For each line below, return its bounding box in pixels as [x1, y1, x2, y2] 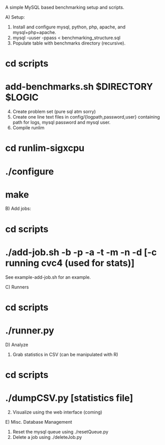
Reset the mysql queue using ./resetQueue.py [12, 428, 109, 435]
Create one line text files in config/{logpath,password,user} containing [12, 114, 160, 120]
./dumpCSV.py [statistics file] [5, 392, 134, 404]
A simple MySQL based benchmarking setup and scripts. [5, 5, 124, 10]
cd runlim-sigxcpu [5, 142, 85, 154]
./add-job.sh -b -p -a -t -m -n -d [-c [5, 246, 157, 258]
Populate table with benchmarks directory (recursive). [12, 40, 126, 46]
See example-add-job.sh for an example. [5, 274, 91, 280]
